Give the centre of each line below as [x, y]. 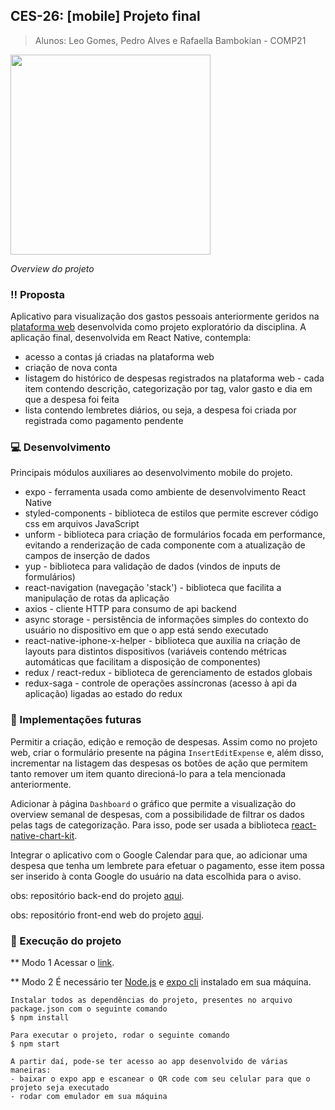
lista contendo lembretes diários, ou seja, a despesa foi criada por [160, 410]
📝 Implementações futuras [76, 720]
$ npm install [40, 1018]
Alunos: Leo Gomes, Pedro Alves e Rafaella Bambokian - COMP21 [170, 40]
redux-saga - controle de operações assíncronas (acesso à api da [161, 683]
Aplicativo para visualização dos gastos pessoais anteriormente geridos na [165, 316]
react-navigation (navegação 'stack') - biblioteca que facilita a [153, 588]
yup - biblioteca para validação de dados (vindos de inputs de [152, 566]
